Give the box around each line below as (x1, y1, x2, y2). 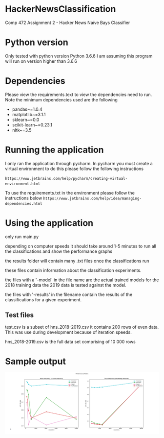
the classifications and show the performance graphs (5, 248, 113, 254)
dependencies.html (5, 201, 42, 206)
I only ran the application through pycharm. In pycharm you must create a (5, 160, 153, 166)
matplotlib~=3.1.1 (12, 111, 46, 117)
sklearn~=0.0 (12, 117, 40, 122)
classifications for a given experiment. (5, 296, 82, 302)
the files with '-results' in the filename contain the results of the (5, 292, 133, 297)
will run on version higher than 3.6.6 (5, 58, 77, 64)
